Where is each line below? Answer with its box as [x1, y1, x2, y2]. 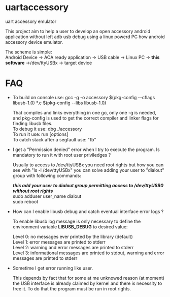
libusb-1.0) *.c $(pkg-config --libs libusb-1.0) [12, 100, 107, 106]
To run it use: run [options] [12, 131, 69, 137]
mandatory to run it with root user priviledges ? [12, 152, 111, 158]
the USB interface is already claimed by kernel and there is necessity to [12, 280, 162, 286]
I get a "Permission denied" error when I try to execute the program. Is [12, 146, 160, 153]
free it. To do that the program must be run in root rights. [12, 285, 131, 291]
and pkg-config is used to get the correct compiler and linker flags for [12, 115, 159, 121]
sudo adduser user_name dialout [12, 193, 82, 199]
